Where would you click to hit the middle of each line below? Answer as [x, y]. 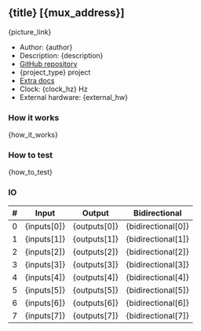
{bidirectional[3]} [158, 264]
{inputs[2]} [45, 252]
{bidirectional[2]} [158, 252]
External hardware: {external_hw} [73, 97]
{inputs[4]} [45, 277]
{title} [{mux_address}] [66, 13]
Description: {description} [61, 55]
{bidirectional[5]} [158, 290]
